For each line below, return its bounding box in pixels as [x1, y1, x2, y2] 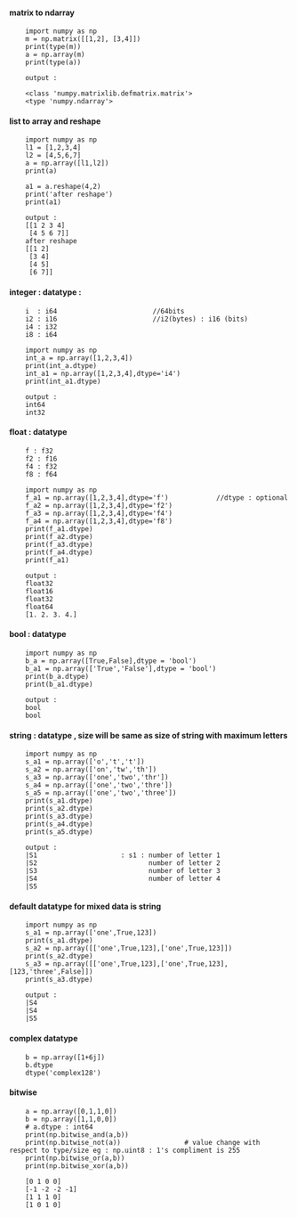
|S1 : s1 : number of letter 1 [25, 851, 221, 860]
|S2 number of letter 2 [25, 859, 221, 868]
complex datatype [9, 1033, 78, 1044]
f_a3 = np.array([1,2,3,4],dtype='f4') [25, 509, 173, 518]
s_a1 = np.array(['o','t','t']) [25, 757, 145, 766]
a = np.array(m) [25, 50, 86, 60]
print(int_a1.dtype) [25, 377, 101, 386]
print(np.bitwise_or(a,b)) [25, 1154, 125, 1163]
